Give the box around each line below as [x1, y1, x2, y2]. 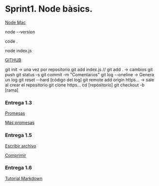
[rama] [5, 87, 18, 93]
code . [5, 38, 18, 44]
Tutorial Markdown [5, 175, 43, 181]
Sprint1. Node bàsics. [5, 3, 93, 15]
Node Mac [5, 19, 26, 25]
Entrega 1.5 [5, 132, 32, 139]
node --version [5, 29, 35, 34]
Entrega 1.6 [5, 164, 32, 171]
